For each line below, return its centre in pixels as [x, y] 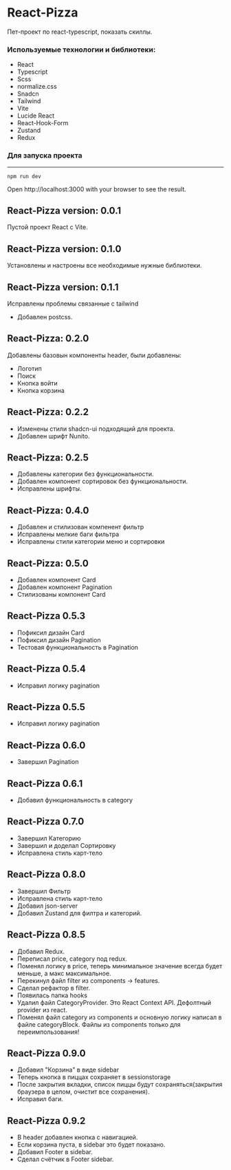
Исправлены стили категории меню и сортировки [91, 542]
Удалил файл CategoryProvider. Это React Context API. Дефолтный [114, 1002]
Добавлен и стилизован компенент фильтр [80, 527]
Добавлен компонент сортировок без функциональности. [102, 481]
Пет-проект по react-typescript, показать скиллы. [80, 32]
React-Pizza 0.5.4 [46, 669]
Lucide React [36, 116]
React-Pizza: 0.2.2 [48, 412]
